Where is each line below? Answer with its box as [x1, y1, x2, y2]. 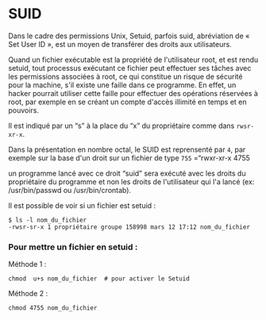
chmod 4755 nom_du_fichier [8, 304, 98, 312]
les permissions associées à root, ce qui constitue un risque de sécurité [8, 71, 243, 81]
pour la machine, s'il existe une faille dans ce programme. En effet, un [8, 80, 237, 90]
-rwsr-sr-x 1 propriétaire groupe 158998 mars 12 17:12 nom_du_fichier [8, 223, 250, 231]
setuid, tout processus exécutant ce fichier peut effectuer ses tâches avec [8, 63, 252, 72]
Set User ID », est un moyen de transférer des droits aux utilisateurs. [8, 39, 232, 48]
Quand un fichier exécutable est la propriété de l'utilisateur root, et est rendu [8, 55, 259, 64]
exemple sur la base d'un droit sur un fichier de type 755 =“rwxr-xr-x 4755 [8, 152, 250, 163]
